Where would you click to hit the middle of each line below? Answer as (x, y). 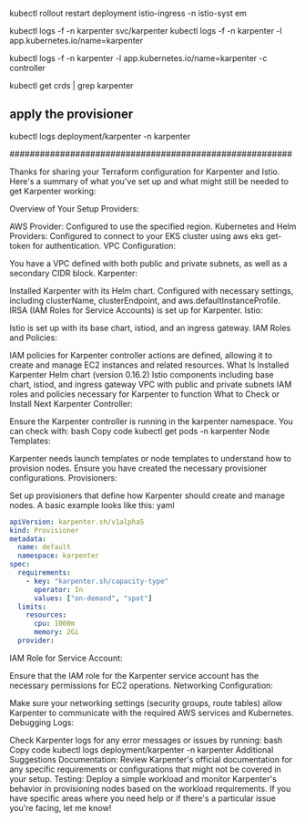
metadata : (28, 539)
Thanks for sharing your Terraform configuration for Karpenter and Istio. (145, 172)
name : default (44, 547)
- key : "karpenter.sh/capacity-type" (97, 581)
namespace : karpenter (59, 556)
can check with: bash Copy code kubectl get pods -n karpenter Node (140, 431)
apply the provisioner (71, 114)
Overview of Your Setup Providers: (74, 208)
